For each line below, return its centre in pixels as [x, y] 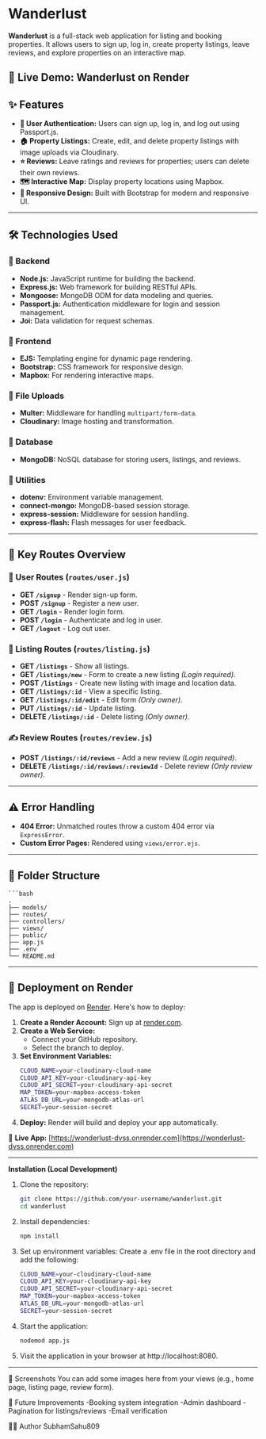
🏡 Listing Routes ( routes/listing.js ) [79, 649]
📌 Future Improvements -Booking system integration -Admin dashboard [125, 1402]
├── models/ [28, 907]
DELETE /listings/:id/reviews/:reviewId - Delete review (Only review [136, 767]
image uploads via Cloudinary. [69, 152]
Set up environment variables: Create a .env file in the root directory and [137, 1251]
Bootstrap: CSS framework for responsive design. [101, 367]
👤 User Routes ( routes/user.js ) [69, 577]
